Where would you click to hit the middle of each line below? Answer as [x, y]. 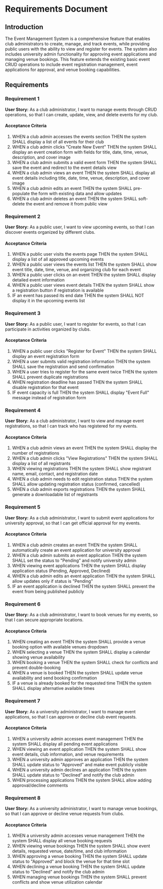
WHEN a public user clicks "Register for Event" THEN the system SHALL [84, 351]
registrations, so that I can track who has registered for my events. [71, 426]
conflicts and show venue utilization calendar [57, 882]
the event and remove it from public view [67, 204]
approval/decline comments [40, 785]
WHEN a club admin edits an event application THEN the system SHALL [84, 576]
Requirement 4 [23, 410]
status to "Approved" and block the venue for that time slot [71, 861]
